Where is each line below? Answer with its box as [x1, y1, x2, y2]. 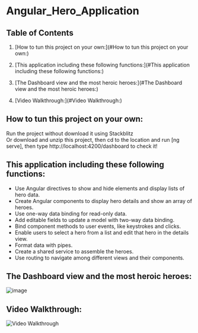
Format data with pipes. [14, 242, 73, 249]
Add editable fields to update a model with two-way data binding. [14, 216, 175, 223]
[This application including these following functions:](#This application [14, 61, 190, 68]
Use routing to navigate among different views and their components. [14, 254, 185, 261]
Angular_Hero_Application [6, 4, 139, 18]
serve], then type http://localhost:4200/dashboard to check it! [6, 142, 158, 150]
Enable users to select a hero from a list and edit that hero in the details [14, 229, 189, 236]
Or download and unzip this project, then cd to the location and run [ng [6, 136, 180, 143]
